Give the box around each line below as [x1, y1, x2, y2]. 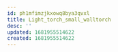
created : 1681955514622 [7, 35, 75, 42]
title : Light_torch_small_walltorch [7, 16, 111, 23]
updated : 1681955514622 [7, 28, 75, 36]
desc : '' [7, 22, 32, 29]
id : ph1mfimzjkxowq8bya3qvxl [7, 9, 90, 17]
